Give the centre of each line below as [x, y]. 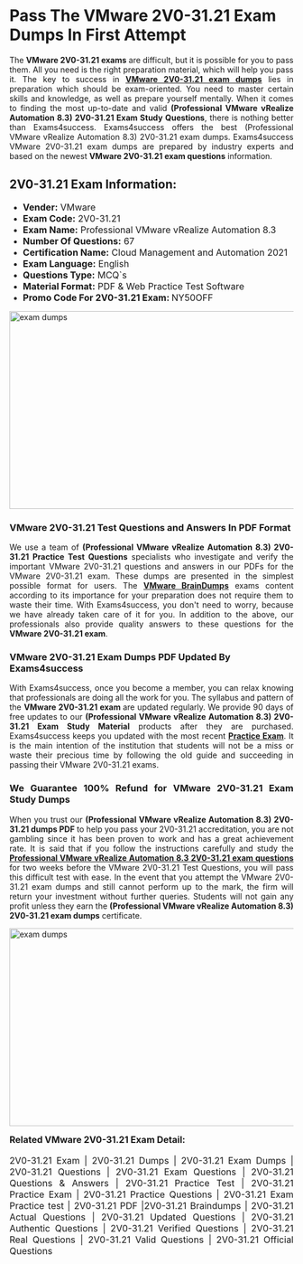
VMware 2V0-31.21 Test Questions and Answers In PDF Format [150, 527]
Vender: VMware [59, 207]
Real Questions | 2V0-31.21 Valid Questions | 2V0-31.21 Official [151, 1240]
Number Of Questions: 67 [78, 241]
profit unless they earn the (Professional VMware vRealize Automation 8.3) [151, 906]
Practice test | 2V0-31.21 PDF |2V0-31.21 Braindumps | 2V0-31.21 [151, 1205]
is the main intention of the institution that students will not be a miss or [151, 746]
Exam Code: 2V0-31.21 [71, 218]
